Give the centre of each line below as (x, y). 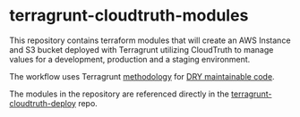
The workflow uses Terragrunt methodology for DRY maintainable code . (142, 76)
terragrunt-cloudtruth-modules (129, 16)
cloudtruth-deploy (43, 103)
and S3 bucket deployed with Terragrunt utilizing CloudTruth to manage (141, 49)
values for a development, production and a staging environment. (130, 59)
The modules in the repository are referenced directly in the (120, 94)
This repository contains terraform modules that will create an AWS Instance (150, 40)
